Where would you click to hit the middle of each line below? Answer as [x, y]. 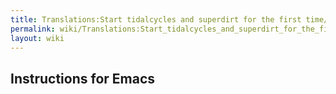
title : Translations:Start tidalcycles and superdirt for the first [156, 19]
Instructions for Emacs [83, 78]
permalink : [33, 29]
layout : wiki [37, 38]
